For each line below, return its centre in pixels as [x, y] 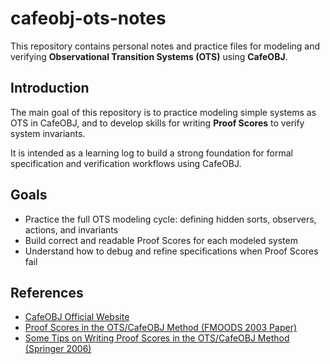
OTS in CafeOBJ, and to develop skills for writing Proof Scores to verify [157, 123]
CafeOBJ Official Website [77, 317]
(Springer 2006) [58, 349]
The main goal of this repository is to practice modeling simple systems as [163, 112]
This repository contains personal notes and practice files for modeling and [165, 46]
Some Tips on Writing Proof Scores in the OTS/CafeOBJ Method [157, 338]
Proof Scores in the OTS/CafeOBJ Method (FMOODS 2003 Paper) [161, 328]
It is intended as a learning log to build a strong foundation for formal [151, 153]
